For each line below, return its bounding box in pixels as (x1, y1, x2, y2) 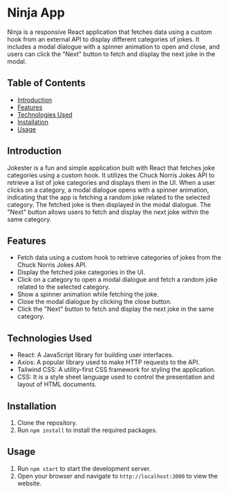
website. (17, 479, 42, 487)
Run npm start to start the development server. (17, 464, 151, 472)
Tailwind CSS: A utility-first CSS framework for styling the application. (17, 366, 216, 374)
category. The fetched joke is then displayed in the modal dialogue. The (7, 200, 211, 208)
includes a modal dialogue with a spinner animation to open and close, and (7, 42, 220, 51)
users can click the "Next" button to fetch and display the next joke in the (7, 50, 216, 58)
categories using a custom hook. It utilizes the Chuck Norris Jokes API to (7, 171, 215, 179)
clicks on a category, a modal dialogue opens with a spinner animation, (7, 186, 209, 194)
